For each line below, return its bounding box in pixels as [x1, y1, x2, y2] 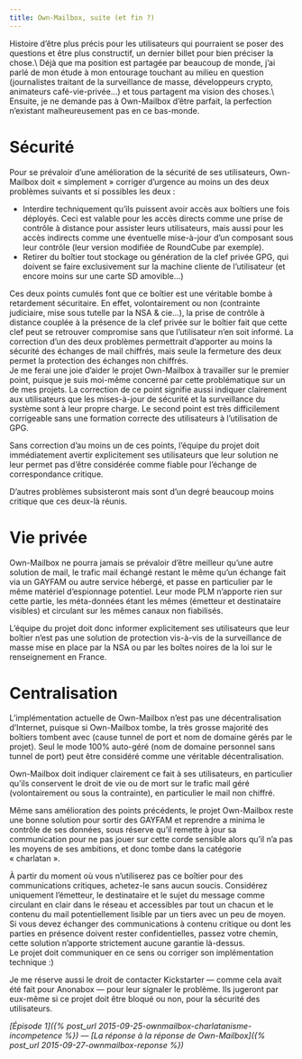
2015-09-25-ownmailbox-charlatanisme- [97, 1021, 252, 1032]
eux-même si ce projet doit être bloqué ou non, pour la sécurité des [9, 994, 261, 1005]
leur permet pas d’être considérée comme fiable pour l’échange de [9, 459, 257, 469]
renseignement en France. [9, 651, 107, 662]
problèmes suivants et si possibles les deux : [9, 186, 176, 197]
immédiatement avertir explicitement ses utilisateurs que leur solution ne [9, 449, 279, 460]
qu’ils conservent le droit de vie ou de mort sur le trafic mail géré [9, 778, 250, 789]
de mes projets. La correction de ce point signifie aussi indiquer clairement [9, 384, 287, 395]
